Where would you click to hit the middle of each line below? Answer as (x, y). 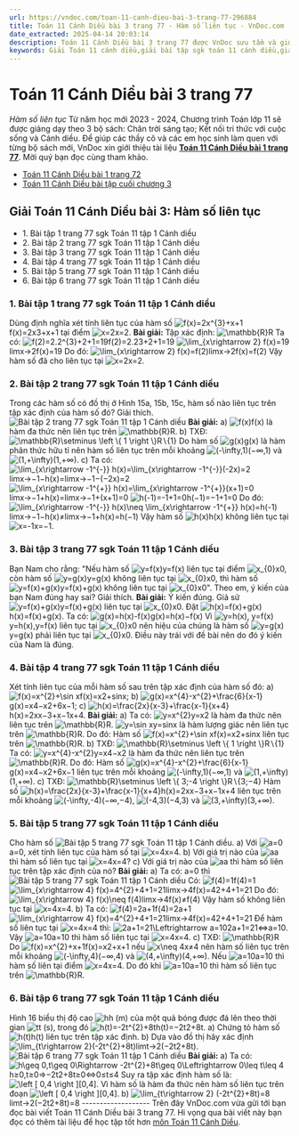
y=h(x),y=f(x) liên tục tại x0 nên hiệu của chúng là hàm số (129, 625)
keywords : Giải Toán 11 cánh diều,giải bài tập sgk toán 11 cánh (133, 51)
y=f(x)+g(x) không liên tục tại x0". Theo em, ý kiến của (174, 588)
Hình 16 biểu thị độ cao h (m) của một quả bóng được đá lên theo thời (143, 1018)
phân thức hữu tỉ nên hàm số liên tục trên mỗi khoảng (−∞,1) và (146, 450)
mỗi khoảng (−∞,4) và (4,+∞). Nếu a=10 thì (147, 956)
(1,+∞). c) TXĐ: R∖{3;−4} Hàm (145, 782)
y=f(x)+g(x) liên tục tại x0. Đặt (129, 606)
